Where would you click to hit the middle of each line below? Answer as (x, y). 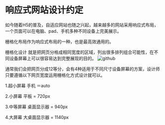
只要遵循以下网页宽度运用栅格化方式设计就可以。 (55, 75)
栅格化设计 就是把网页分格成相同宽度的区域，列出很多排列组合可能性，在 (80, 52)
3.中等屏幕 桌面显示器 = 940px (36, 107)
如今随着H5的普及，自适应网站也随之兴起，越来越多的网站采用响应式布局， (82, 25)
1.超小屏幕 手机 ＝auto (28, 85)
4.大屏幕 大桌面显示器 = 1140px (37, 117)
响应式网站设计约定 (44, 10)
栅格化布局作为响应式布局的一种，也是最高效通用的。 (59, 41)
